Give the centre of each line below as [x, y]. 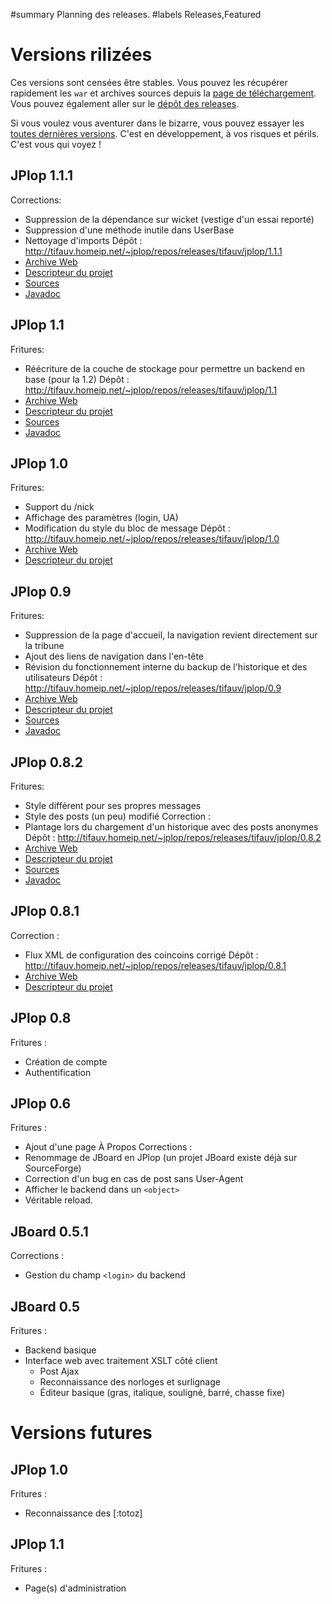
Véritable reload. [58, 1200]
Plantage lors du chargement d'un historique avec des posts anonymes [171, 827]
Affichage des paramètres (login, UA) [101, 518]
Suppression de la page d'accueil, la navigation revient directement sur [171, 635]
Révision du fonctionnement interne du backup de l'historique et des [166, 667]
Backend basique [60, 1350]
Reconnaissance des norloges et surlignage [130, 1382]
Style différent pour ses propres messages [113, 805]
